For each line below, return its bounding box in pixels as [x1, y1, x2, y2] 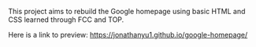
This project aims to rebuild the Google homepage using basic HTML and [8, 7, 246, 16]
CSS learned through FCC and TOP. [8, 15, 124, 24]
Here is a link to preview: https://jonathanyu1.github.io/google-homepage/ [8, 31, 248, 39]
